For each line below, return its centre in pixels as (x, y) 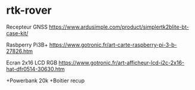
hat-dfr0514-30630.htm (35, 69)
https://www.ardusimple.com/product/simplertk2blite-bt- (119, 27)
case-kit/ (17, 33)
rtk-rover (29, 10)
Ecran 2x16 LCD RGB (32, 63)
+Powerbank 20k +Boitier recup (46, 80)
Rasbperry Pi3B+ (27, 45)
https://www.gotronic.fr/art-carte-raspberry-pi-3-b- (113, 45)
